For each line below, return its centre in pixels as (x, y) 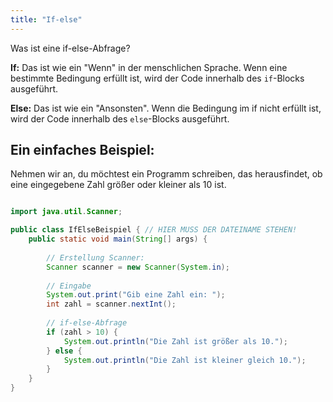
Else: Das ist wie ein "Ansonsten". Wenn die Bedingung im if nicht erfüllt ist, (166, 108)
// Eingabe (69, 286)
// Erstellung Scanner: (95, 257)
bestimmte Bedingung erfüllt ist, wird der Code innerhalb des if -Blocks (157, 78)
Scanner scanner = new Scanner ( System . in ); (138, 267)
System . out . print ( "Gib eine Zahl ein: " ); (136, 295)
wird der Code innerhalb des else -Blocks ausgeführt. (120, 118)
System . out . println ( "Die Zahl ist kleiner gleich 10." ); (185, 360)
